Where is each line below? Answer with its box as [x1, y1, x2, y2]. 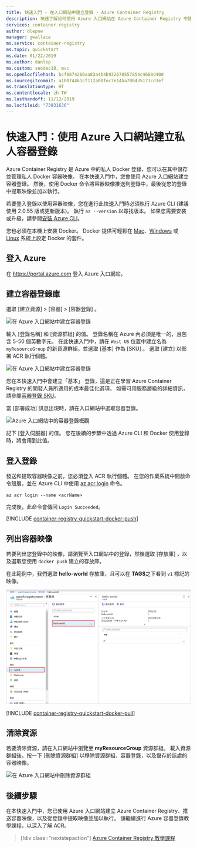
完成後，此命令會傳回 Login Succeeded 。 [6, 503, 104, 510]
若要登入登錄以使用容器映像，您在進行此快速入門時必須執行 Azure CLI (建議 [6, 200, 189, 207]
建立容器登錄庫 [6, 288, 60, 299]
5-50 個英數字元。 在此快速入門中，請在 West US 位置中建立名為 [12, 338, 167, 345]
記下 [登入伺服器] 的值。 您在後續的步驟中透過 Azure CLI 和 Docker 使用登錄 [6, 429, 189, 437]
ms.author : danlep [6, 59, 51, 65]
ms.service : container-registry [6, 41, 85, 46]
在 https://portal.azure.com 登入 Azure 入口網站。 [6, 270, 126, 277]
